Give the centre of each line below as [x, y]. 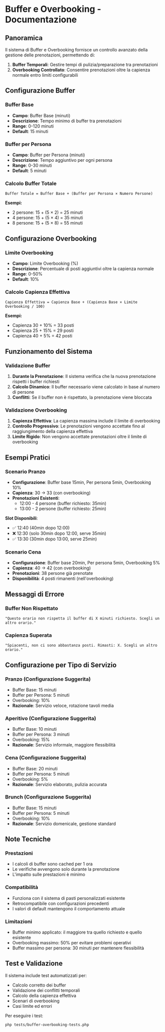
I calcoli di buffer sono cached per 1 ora [52, 864]
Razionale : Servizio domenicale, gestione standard [64, 823]
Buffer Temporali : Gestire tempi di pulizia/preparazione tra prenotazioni [85, 65]
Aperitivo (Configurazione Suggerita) [51, 718]
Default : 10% [26, 279]
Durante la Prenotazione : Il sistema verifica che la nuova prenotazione [84, 376]
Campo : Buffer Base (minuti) [41, 115]
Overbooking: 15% [31, 740]
